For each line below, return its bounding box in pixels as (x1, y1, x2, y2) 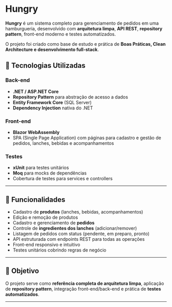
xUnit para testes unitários (12, 165, 69, 171)
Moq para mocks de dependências (12, 170, 87, 176)
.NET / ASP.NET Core (12, 88, 59, 94)
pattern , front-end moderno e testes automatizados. (5, 31, 116, 37)
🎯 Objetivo (5, 266, 39, 275)
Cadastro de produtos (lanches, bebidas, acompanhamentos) (12, 209, 143, 215)
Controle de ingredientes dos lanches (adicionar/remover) (12, 225, 137, 232)
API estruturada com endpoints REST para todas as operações (12, 236, 145, 242)
